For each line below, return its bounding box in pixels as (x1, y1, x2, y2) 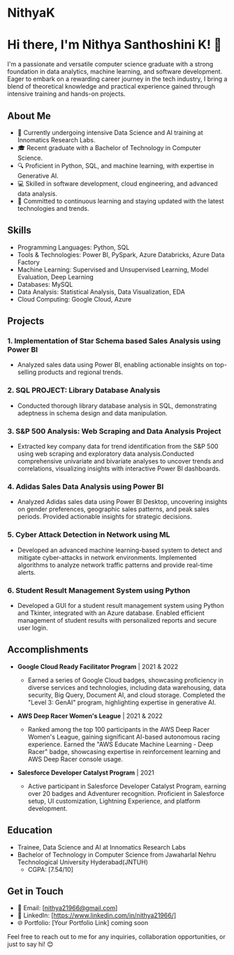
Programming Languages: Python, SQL (17, 243, 130, 251)
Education (7, 824, 53, 836)
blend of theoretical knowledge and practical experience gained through (7, 82, 216, 91)
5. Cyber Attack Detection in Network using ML (7, 530, 170, 540)
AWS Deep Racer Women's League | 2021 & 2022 (17, 711, 163, 720)
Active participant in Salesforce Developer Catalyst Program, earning (27, 782, 227, 790)
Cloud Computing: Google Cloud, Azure (17, 295, 132, 303)
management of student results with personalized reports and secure (17, 616, 217, 624)
